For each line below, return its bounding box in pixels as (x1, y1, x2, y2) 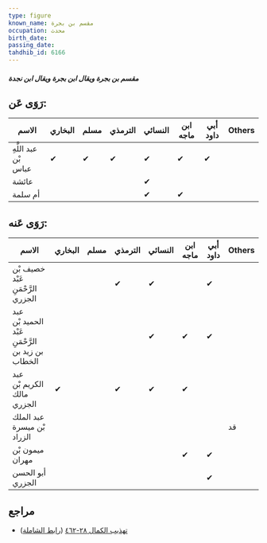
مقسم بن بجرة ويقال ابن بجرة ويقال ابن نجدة (8, 73, 139, 83)
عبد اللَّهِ (12, 143, 38, 154)
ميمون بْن (12, 444, 44, 455)
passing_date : (8, 41, 56, 49)
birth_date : (8, 33, 48, 42)
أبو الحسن (12, 467, 46, 479)
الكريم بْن (12, 379, 44, 390)
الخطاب (12, 356, 39, 367)
